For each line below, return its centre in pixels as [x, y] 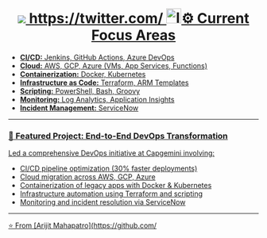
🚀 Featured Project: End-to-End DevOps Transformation [118, 136]
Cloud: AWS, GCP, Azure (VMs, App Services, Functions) [114, 65]
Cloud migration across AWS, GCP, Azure [88, 177]
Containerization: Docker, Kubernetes [83, 74]
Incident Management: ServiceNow [79, 108]
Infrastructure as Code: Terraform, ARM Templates [104, 83]
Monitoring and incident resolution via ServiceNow [103, 202]
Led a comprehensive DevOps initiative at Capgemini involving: [112, 153]
